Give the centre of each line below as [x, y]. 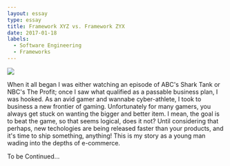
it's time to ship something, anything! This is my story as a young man [106, 136]
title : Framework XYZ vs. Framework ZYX [66, 26]
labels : [18, 39]
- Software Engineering [47, 45]
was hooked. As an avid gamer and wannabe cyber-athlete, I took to [104, 99]
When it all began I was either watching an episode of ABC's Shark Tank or [114, 84]
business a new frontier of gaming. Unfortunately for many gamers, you [109, 106]
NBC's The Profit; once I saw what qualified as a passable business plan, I [113, 92]
